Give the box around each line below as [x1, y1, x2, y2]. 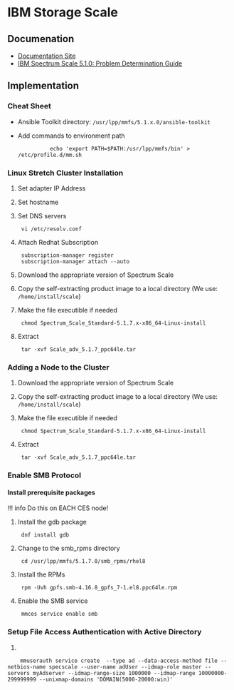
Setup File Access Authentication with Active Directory [7, 627, 202, 637]
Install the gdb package [17, 518, 87, 527]
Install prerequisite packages [7, 488, 96, 497]
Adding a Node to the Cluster [7, 362, 110, 372]
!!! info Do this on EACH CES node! [7, 504, 109, 512]
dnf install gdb [21, 532, 70, 539]
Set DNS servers [17, 211, 67, 220]
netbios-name [7, 663, 46, 671]
